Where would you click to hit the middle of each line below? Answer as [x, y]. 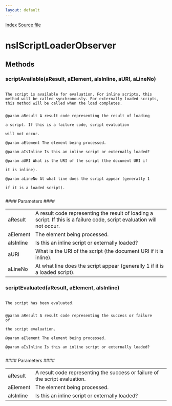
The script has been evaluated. [40, 303]
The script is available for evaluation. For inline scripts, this [79, 94]
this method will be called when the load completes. [64, 103]
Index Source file [23, 25]
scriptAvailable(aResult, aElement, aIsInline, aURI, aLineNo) [81, 79]
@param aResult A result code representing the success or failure [79, 316]
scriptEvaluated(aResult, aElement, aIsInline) [62, 288]
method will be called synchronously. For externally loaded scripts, [82, 99]
